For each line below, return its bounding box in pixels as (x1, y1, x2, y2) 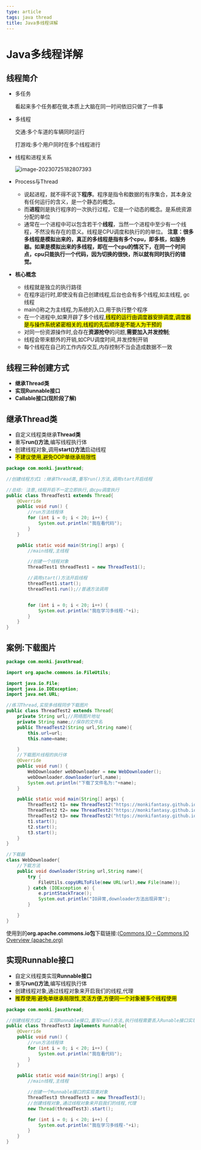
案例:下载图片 (6, 642, 57, 653)
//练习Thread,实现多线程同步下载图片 (6, 702, 89, 708)
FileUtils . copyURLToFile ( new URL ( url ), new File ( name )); (38, 879, 181, 885)
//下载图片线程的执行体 (17, 752, 67, 758)
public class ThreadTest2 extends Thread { (6, 708, 114, 714)
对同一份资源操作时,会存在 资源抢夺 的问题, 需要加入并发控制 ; (23, 329, 170, 336)
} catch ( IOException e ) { (28, 885, 95, 891)
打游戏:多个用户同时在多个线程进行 (14, 141, 100, 148)
